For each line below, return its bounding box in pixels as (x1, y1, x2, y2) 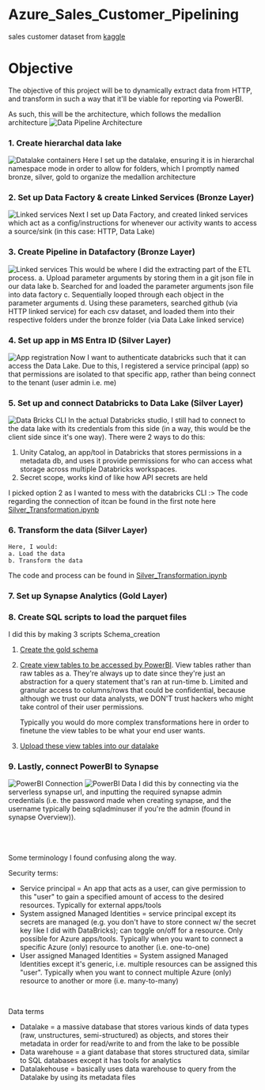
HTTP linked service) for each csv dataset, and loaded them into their (8, 306, 235, 316)
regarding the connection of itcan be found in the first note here (8, 497, 216, 506)
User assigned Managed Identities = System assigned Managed (19, 951, 229, 960)
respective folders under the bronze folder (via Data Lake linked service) (8, 315, 245, 324)
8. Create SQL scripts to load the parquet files (8, 611, 187, 623)
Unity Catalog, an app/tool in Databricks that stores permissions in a (19, 448, 243, 457)
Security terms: (8, 869, 59, 878)
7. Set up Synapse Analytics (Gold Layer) (8, 590, 168, 601)
